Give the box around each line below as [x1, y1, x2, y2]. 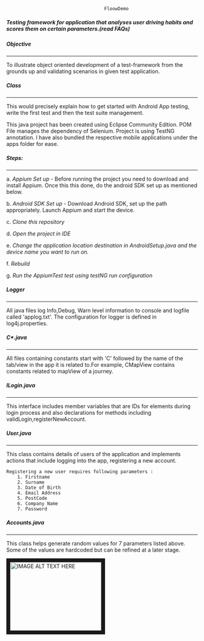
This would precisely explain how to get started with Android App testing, [6, 103, 190, 110]
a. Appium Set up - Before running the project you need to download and [6, 175, 189, 182]
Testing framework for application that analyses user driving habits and [6, 18, 193, 26]
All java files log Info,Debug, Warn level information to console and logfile [6, 307, 189, 314]
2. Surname [17, 479, 45, 486]
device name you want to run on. [6, 248, 89, 255]
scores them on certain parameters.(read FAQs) [6, 25, 131, 32]
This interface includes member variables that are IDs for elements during [6, 403, 191, 410]
